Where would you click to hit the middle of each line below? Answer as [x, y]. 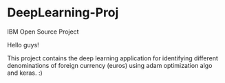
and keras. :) [25, 73]
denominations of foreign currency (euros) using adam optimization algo [110, 65]
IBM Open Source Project [43, 32]
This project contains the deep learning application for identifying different [113, 58]
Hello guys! [23, 45]
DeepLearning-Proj [63, 13]
